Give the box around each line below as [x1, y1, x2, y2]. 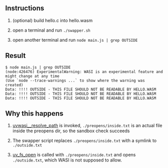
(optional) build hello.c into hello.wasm [12, 17, 93, 23]
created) [5, 82, 24, 88]
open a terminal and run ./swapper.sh [12, 27, 91, 33]
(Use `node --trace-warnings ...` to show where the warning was [5, 78, 145, 83]
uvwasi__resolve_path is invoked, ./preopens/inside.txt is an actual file [12, 123, 162, 129]
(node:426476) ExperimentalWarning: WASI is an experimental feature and [5, 69, 163, 74]
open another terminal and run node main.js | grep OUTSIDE [12, 37, 138, 43]
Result [5, 51, 26, 60]
